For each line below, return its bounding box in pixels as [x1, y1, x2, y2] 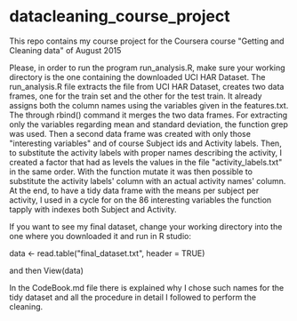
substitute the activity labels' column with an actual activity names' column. [9, 175, 286, 186]
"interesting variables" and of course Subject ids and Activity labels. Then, [9, 138, 282, 148]
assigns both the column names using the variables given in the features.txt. [9, 100, 289, 110]
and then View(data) [9, 265, 84, 276]
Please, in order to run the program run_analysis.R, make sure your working [9, 62, 286, 73]
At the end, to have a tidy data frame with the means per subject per [9, 185, 260, 196]
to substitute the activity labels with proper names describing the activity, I [9, 147, 283, 157]
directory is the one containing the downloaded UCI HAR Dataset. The [9, 71, 266, 82]
